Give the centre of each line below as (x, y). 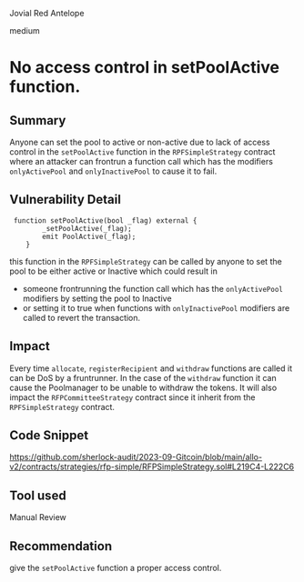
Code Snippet (49, 436)
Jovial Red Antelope (47, 13)
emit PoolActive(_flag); (89, 236)
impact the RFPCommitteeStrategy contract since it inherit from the (133, 397)
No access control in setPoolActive (145, 68)
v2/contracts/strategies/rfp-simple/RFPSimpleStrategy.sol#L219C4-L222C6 (152, 467)
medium (25, 30)
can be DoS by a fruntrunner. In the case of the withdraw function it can (143, 377)
